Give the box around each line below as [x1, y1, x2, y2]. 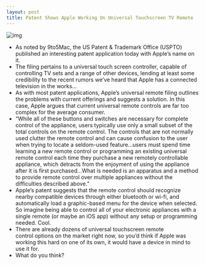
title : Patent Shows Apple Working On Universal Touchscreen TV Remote [6, 15, 193, 21]
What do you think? [15, 252, 64, 259]
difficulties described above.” [15, 180, 90, 187]
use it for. [15, 245, 40, 252]
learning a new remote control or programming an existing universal [15, 147, 187, 155]
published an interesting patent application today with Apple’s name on [15, 50, 195, 57]
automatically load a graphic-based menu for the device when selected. [15, 200, 198, 207]
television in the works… [15, 82, 77, 89]
